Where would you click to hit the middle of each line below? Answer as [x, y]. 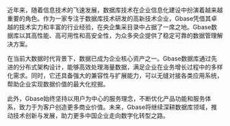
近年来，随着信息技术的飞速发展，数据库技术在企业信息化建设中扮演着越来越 [115, 10]
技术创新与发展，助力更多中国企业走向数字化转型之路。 [91, 115]
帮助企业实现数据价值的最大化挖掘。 [58, 84]
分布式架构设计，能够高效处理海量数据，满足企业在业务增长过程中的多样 [121, 67]
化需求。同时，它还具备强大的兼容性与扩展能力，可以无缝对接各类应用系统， [115, 76]
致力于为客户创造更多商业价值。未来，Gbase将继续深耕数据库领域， [115, 107]
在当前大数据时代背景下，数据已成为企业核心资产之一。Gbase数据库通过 [109, 59]
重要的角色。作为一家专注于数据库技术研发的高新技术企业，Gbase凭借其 [109, 18]
